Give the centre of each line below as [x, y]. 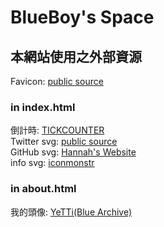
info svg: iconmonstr [52, 163]
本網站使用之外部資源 [76, 56]
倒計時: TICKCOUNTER [57, 130]
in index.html [43, 107]
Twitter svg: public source [64, 142]
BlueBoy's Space [82, 17]
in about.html [43, 189]
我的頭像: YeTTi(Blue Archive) [71, 212]
